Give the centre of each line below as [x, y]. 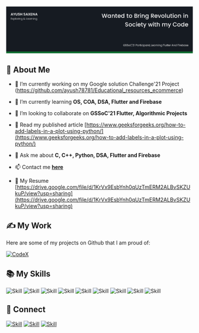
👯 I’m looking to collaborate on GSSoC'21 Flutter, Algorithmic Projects [101, 113]
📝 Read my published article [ [51, 125]
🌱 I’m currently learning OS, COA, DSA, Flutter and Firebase [88, 102]
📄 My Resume [32, 181]
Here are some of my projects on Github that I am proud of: [78, 243]
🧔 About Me [28, 70]
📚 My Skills [28, 274]
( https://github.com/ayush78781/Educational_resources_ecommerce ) [99, 90]
